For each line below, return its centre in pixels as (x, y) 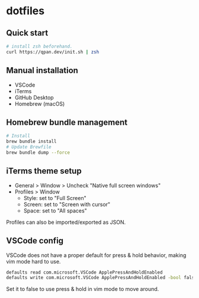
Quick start (27, 33)
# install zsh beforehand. (39, 46)
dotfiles (25, 11)
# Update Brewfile (29, 147)
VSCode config (35, 241)
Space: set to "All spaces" (55, 210)
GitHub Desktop (34, 97)
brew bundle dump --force (38, 153)
